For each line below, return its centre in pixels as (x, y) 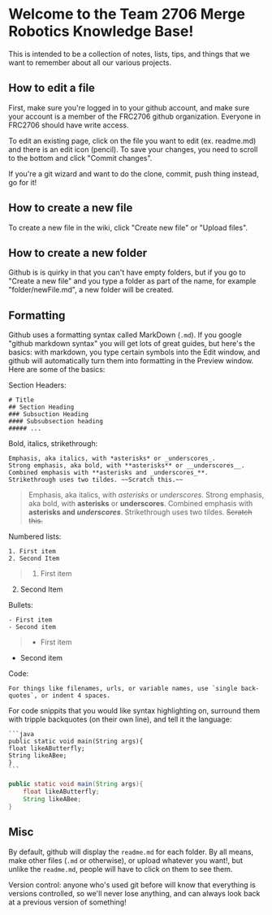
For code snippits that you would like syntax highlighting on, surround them (134, 711)
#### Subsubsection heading (56, 422)
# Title (22, 400)
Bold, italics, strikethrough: (53, 444)
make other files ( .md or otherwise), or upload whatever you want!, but (126, 860)
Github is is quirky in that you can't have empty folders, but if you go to (127, 272)
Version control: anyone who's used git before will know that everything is (132, 885)
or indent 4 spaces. (76, 696)
